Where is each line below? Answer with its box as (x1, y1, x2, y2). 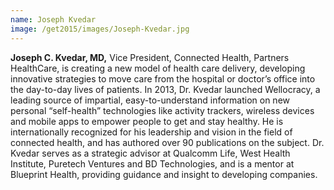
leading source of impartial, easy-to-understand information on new (10, 94, 291, 106)
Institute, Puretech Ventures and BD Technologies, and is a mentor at (10, 157, 295, 170)
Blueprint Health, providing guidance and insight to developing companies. (10, 168, 318, 180)
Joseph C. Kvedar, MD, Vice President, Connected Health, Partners (10, 51, 290, 63)
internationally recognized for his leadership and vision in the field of (10, 126, 293, 138)
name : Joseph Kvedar (10, 14, 97, 25)
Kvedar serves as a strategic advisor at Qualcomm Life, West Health (10, 147, 291, 159)
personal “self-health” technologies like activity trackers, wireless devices (10, 104, 315, 116)
